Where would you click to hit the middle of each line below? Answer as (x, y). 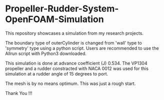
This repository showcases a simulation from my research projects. (74, 33)
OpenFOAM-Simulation (54, 19)
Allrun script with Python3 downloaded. (46, 53)
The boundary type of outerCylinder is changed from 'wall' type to (74, 42)
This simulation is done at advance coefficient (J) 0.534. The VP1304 (76, 63)
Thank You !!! (19, 93)
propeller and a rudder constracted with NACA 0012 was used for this (77, 68)
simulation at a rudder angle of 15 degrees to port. (57, 73)
